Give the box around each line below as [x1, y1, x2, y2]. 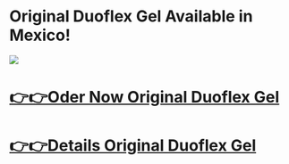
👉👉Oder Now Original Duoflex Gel [9, 87, 280, 108]
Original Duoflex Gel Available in [9, 6, 253, 27]
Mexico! [9, 25, 72, 45]
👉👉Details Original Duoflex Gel [9, 135, 257, 156]
